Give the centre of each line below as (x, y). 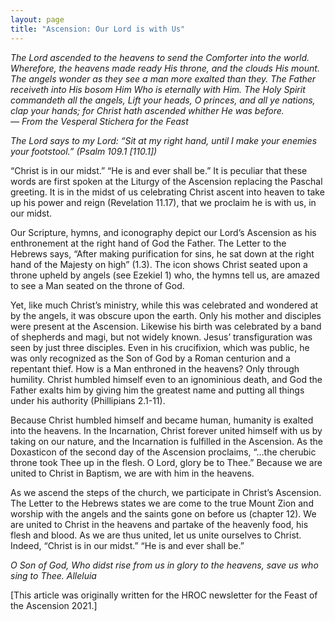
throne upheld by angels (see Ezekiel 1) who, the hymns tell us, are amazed (165, 275)
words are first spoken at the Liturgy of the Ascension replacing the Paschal (166, 181)
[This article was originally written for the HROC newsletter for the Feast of (164, 595)
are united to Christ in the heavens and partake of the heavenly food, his (159, 524)
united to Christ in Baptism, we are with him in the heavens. (132, 473)
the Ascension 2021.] (54, 605)
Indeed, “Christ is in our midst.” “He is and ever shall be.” (127, 545)
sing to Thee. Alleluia (53, 575)
